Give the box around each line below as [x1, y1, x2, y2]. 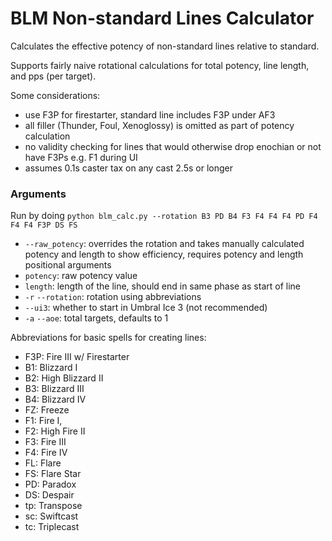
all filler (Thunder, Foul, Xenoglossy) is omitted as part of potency [24, 119, 295, 131]
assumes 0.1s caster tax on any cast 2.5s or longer [24, 162, 234, 174]
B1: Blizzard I [24, 362, 78, 374]
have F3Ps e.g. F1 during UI [24, 151, 138, 163]
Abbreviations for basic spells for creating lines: [10, 332, 207, 344]
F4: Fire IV [24, 447, 68, 459]
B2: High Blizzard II [24, 372, 104, 384]
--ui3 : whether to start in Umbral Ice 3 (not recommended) [24, 302, 268, 314]
